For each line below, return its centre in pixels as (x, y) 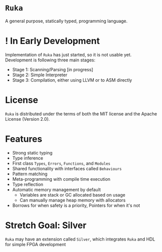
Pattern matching (30, 174)
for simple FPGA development (36, 244)
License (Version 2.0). (28, 119)
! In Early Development (53, 41)
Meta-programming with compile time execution (61, 179)
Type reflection (28, 184)
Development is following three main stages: (50, 60)
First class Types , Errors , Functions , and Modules (61, 163)
